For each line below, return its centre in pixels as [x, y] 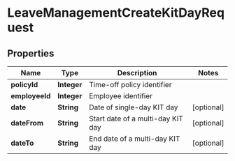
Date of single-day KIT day [133, 107]
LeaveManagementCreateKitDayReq [116, 13]
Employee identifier [120, 96]
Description [137, 73]
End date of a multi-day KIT [134, 139]
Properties [31, 53]
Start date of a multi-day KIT [136, 118]
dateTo [22, 143]
